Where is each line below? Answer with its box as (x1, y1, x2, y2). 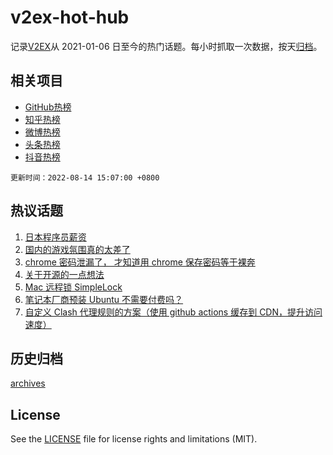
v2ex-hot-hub (10, 6, 130, 29)
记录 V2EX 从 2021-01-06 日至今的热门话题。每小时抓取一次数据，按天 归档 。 (10, 40, 323, 52)
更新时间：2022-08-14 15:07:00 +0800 (10, 172, 160, 183)
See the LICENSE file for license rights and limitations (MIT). (10, 433, 258, 445)
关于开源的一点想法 (24, 268, 105, 280)
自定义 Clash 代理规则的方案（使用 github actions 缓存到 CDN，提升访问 (24, 306, 323, 318)
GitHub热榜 (24, 101, 72, 113)
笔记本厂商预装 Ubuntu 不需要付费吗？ (24, 293, 184, 305)
